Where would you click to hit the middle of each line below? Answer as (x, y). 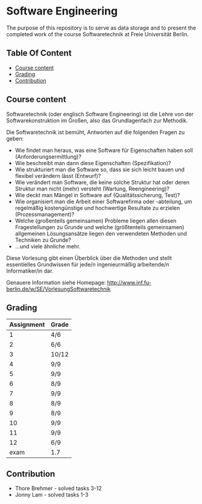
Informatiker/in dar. (30, 271)
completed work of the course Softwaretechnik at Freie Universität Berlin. (97, 34)
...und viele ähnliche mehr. (48, 246)
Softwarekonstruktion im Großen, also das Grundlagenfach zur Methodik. (97, 120)
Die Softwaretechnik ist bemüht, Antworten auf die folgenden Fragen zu (96, 132)
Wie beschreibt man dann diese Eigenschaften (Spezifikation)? (93, 163)
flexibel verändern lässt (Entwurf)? (58, 175)
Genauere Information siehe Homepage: (56, 282)
